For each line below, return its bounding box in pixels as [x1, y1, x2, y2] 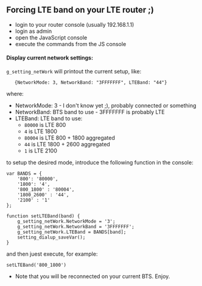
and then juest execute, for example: [6, 250, 98, 257]
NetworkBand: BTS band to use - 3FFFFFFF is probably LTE [15, 109, 165, 116]
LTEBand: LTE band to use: [15, 115, 83, 122]
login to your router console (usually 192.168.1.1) [15, 21, 134, 28]
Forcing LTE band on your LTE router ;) [6, 5, 154, 15]
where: [6, 90, 24, 98]
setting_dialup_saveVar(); [17, 234, 86, 240]
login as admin [15, 27, 52, 35]
